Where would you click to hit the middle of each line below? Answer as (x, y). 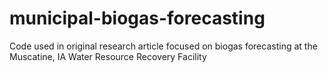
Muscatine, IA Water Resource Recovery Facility (108, 56)
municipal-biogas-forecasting (137, 18)
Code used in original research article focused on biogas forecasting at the (163, 46)
